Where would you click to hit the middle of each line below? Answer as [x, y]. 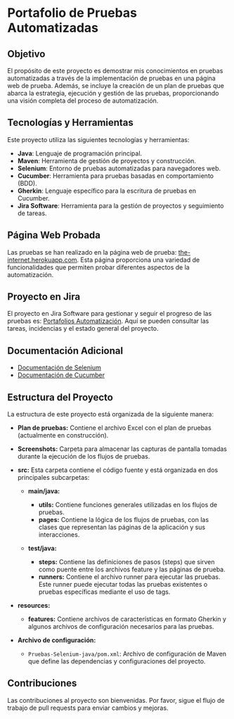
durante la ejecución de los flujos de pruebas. [84, 457]
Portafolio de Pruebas [72, 13]
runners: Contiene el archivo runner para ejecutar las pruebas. [129, 577]
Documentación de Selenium [59, 368]
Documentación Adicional [65, 351]
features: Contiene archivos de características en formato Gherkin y [127, 619]
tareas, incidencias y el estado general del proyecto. [83, 329]
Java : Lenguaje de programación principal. [80, 153]
